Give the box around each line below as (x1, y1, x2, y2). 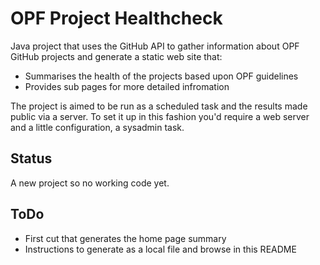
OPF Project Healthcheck (10, 7, 223, 30)
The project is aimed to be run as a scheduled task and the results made (10, 100, 308, 112)
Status (10, 150, 53, 167)
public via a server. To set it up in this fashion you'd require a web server (10, 110, 310, 122)
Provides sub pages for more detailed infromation (24, 80, 230, 92)
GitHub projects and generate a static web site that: (10, 50, 223, 62)
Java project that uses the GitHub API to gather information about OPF (10, 40, 300, 52)
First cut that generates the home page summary (24, 232, 227, 244)
